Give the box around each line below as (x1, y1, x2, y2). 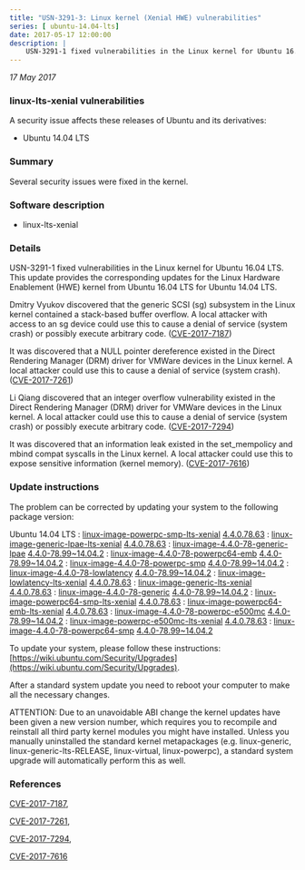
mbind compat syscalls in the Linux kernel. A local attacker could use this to (9, 448, 293, 459)
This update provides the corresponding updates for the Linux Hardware (9, 272, 280, 283)
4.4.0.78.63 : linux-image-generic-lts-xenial (89, 577, 252, 588)
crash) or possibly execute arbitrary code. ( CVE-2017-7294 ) (9, 421, 234, 432)
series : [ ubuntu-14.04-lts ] (9, 22, 120, 31)
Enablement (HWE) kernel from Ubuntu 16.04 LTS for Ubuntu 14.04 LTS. (9, 282, 278, 293)
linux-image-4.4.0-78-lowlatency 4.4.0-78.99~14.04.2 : (9, 567, 216, 578)
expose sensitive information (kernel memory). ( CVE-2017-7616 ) (9, 458, 251, 469)
